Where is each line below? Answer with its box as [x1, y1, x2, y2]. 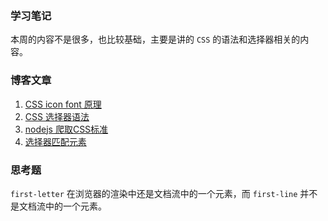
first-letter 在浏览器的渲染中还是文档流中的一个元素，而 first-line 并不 [10, 187, 318, 199]
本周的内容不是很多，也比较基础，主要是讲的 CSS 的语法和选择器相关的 [10, 33, 301, 46]
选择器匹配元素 [24, 135, 87, 147]
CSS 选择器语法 [24, 110, 90, 122]
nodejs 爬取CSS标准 [24, 123, 109, 135]
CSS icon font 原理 [24, 98, 102, 110]
